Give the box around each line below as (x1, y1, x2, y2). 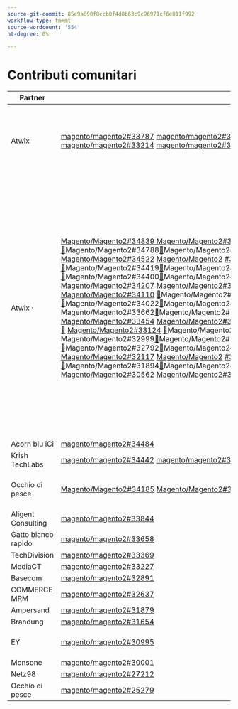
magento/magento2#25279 (60, 686, 154, 695)
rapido (11, 538, 33, 548)
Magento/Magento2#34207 (60, 281, 155, 291)
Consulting (11, 518, 47, 528)
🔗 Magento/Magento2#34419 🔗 (60, 263, 164, 273)
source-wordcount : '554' (7, 23, 81, 31)
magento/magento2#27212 (60, 669, 154, 679)
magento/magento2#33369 (60, 550, 154, 560)
